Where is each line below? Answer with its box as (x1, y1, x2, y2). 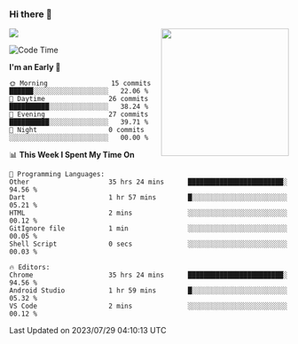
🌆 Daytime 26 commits (9, 95, 149, 104)
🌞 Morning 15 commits (9, 79, 152, 88)
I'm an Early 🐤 (9, 62, 61, 73)
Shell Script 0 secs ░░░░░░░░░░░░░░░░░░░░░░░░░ (9, 239, 288, 249)
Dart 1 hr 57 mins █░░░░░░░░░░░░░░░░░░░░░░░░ (9, 193, 288, 202)
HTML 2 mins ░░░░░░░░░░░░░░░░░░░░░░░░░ (9, 208, 288, 218)
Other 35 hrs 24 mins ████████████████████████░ (9, 177, 288, 187)
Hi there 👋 (9, 8, 53, 20)
